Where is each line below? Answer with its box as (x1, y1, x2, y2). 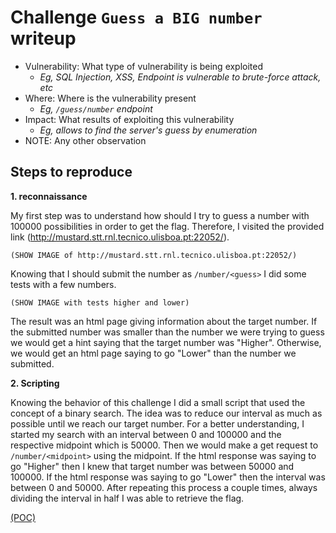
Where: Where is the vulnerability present (24, 92, 197, 104)
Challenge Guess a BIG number (10, 6, 263, 29)
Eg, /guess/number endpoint (39, 102, 153, 115)
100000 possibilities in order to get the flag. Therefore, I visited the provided (10, 220, 325, 232)
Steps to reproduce (10, 164, 133, 181)
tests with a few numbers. (10, 278, 117, 290)
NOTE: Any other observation (24, 134, 147, 146)
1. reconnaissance (10, 190, 88, 202)
